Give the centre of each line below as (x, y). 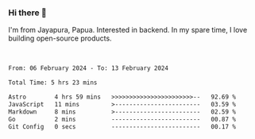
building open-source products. (60, 38)
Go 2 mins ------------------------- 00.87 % (122, 119)
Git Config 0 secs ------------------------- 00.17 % (122, 126)
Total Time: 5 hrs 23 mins (53, 83)
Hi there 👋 (28, 13)
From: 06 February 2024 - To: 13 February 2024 (89, 68)
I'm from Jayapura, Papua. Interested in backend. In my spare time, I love (128, 30)
